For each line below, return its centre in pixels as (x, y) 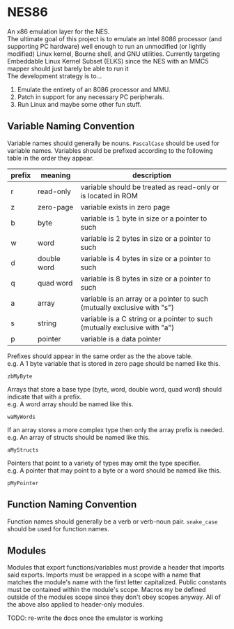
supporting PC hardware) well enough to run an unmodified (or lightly (107, 46)
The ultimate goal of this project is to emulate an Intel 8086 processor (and (115, 38)
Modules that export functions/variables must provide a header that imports (116, 568)
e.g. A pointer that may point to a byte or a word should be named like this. (114, 470)
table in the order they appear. (50, 158)
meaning (56, 175)
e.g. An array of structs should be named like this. (79, 437)
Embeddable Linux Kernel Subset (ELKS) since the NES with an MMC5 (108, 61)
